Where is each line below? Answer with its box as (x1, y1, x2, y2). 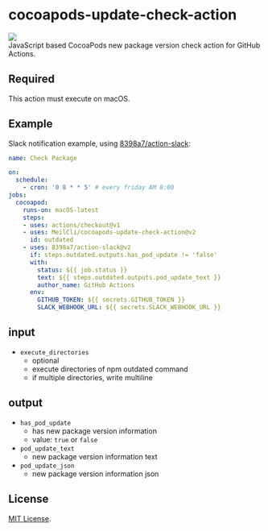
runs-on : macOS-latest (23, 205, 99, 214)
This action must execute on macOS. (8, 93, 130, 103)
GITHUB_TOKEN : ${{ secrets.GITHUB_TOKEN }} (37, 296, 185, 304)
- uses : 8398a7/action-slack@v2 (23, 243, 131, 251)
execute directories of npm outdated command (31, 364, 188, 374)
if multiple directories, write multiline (31, 372, 153, 382)
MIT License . (8, 513, 52, 523)
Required (8, 73, 55, 86)
